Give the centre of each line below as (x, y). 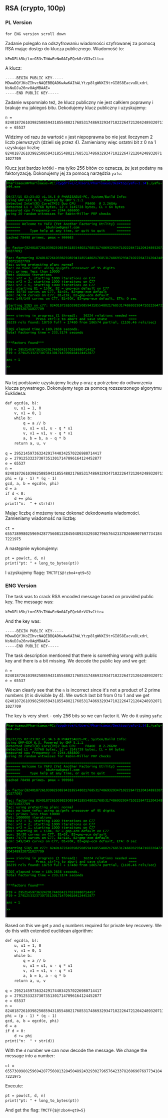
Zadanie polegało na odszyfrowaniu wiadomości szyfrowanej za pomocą (80, 43)
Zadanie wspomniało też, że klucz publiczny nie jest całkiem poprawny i (79, 102)
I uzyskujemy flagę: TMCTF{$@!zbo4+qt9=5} (48, 573)
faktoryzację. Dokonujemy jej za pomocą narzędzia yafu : (64, 173)
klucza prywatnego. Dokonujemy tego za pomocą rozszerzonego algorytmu (83, 388)
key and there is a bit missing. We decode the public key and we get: (76, 661)
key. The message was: (29, 602)
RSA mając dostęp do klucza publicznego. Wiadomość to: (64, 48)
